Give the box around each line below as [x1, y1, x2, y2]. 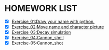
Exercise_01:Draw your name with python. [11, 19, 95, 24]
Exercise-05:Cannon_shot [11, 40, 63, 46]
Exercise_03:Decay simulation [11, 30, 71, 35]
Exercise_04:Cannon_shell [11, 35, 64, 40]
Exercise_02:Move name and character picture [11, 24, 104, 30]
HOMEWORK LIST [4, 3, 78, 14]
